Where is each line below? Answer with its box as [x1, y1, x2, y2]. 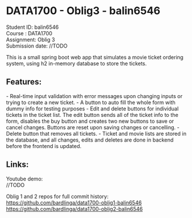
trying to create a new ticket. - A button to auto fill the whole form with [6, 99, 176, 106]
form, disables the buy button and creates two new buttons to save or [6, 118, 174, 125]
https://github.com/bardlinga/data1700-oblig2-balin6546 [6, 205, 143, 212]
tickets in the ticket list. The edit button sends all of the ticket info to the [6, 111, 179, 118]
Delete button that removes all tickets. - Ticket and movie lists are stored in [6, 130, 187, 137]
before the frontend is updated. [6, 142, 82, 149]
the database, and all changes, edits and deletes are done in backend [6, 136, 174, 143]
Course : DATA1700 [6, 29, 53, 36]
